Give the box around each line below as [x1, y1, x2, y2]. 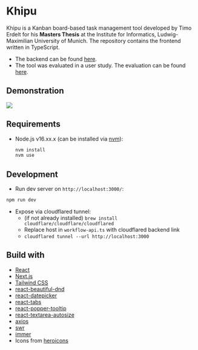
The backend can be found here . [15, 55, 97, 62]
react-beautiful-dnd [15, 285, 65, 292]
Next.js [15, 272, 33, 280]
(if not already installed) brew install [24, 214, 118, 222]
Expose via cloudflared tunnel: [15, 208, 91, 215]
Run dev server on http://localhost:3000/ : [15, 185, 124, 193]
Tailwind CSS [15, 279, 48, 286]
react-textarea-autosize [15, 311, 74, 319]
